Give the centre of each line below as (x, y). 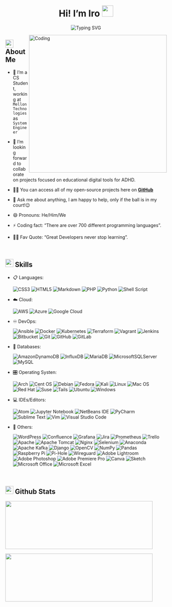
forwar (20, 158)
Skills (24, 265)
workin (20, 94)
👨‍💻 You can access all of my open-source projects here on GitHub (83, 190)
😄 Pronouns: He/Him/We (39, 215)
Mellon (20, 104)
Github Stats (35, 491)
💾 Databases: (27, 346)
